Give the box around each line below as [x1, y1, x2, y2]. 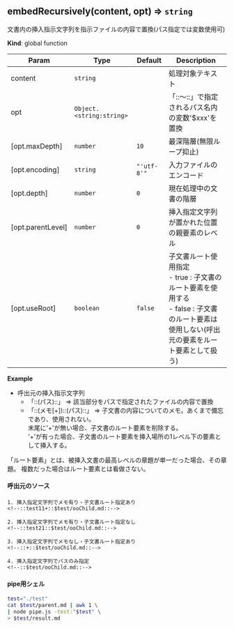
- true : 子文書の [168, 272, 222, 282]
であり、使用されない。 [27, 415, 95, 423]
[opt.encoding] [10, 164, 60, 174]
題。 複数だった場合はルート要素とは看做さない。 [7, 464, 150, 473]
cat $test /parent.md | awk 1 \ [7, 602, 98, 609]
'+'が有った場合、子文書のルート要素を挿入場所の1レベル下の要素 [27, 432, 215, 441]
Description [176, 55, 216, 65]
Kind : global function [7, 38, 68, 47]
